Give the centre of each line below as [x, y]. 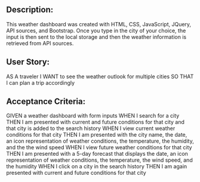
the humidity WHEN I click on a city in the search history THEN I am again [97, 166]
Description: [30, 10]
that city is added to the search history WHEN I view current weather [91, 128]
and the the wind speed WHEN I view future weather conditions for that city [99, 147]
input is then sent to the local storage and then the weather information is [96, 37]
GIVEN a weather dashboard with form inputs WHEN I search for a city [93, 116]
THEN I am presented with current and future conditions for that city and [96, 122]
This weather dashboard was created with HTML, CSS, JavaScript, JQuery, [99, 24]
